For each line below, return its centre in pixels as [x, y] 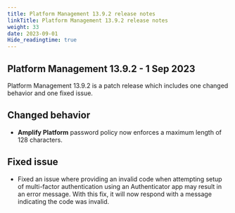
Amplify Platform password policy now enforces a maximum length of [119, 132]
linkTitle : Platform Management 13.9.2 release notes [88, 20]
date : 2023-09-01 [33, 34]
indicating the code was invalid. [63, 201]
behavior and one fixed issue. [50, 93]
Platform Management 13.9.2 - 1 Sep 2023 [101, 69]
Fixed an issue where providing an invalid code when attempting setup [120, 179]
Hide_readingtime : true [42, 40]
